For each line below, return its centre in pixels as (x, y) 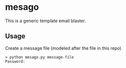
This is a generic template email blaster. (45, 21)
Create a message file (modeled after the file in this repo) (63, 48)
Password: (15, 61)
